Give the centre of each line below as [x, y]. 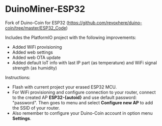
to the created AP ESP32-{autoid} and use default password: [74, 97]
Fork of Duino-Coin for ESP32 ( [37, 23]
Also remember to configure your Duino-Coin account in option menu [82, 113]
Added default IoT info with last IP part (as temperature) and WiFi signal [84, 63]
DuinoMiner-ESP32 [45, 9]
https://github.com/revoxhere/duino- [105, 23]
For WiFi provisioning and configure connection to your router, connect [84, 92]
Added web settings [32, 52]
